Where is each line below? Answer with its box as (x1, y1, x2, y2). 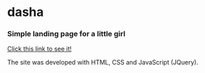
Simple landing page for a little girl (7, 29, 126, 39)
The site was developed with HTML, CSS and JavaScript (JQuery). (7, 58, 199, 67)
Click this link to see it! (7, 44, 72, 53)
